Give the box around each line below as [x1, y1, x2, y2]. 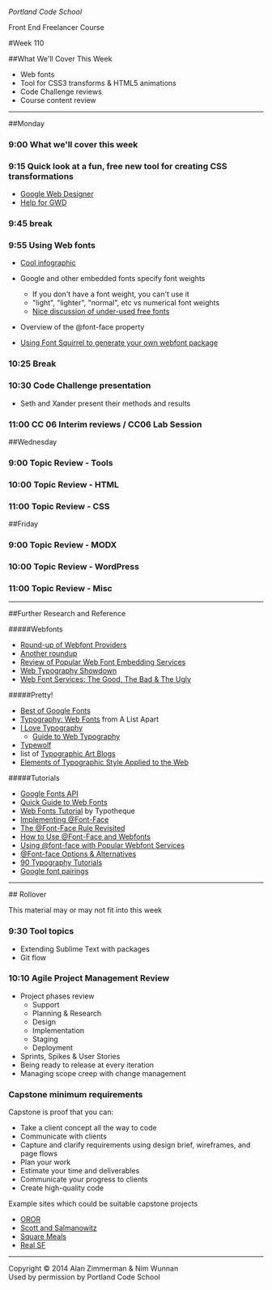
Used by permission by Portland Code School [8, 1272, 160, 1282]
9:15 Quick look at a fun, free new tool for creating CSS [8, 160, 228, 172]
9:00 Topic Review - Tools [8, 457, 113, 468]
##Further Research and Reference [8, 609, 126, 619]
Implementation [32, 1025, 85, 1035]
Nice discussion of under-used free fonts [32, 307, 170, 317]
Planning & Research [32, 1008, 102, 1018]
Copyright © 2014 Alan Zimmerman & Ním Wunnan [8, 1263, 179, 1274]
